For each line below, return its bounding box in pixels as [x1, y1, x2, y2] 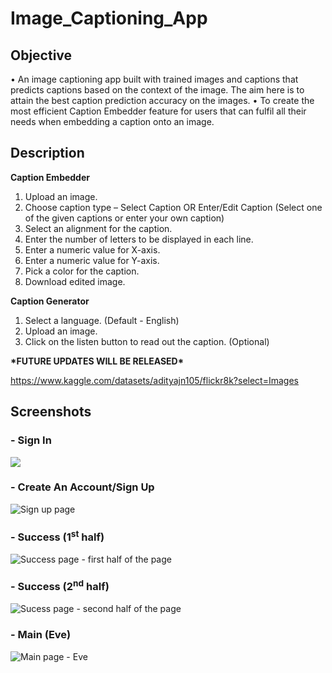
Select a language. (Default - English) [24, 314, 180, 326]
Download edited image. [24, 275, 126, 287]
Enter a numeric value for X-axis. [24, 243, 161, 256]
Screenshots [10, 403, 92, 421]
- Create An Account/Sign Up [10, 480, 155, 494]
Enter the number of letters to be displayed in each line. [24, 233, 254, 245]
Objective [10, 47, 73, 64]
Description [10, 145, 85, 162]
